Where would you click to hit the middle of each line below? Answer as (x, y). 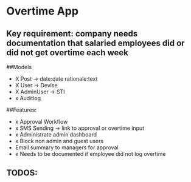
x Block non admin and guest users (59, 141)
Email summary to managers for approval (67, 147)
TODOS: (22, 173)
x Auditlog (28, 98)
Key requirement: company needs (72, 34)
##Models (19, 67)
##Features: (22, 110)
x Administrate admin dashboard (56, 134)
